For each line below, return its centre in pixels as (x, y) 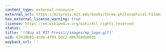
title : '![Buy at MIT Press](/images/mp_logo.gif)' (59, 33)
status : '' (16, 28)
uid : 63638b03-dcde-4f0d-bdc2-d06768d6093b (51, 38)
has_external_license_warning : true (43, 19)
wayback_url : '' (22, 42)
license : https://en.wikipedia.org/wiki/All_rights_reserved (69, 24)
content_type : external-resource (40, 10)
